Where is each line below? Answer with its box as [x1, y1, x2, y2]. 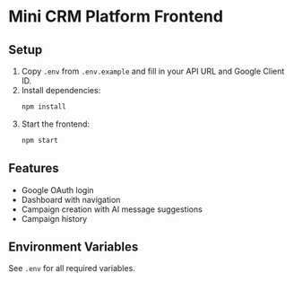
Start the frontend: [21, 119, 91, 129]
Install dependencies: [21, 85, 101, 95]
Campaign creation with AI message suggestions [21, 204, 203, 215]
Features [8, 161, 59, 176]
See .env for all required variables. [8, 263, 135, 274]
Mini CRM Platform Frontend [8, 6, 223, 27]
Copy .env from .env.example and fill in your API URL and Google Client [21, 66, 285, 76]
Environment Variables [8, 239, 139, 254]
